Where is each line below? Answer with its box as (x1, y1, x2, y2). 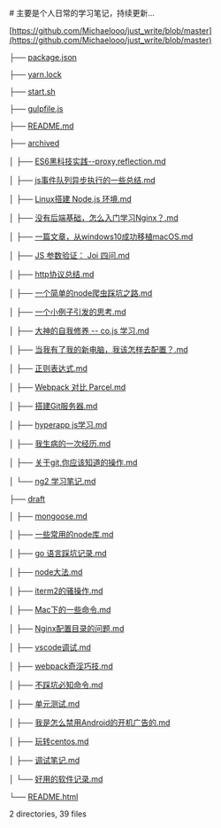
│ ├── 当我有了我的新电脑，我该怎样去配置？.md (9, 344, 188, 354)
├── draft (9, 494, 46, 504)
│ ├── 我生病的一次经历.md (9, 438, 111, 449)
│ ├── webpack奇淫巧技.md (9, 661, 113, 671)
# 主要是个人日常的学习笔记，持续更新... (9, 8, 155, 18)
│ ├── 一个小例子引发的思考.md (9, 306, 126, 317)
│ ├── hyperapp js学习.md (9, 420, 108, 429)
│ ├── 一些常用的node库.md (9, 530, 114, 539)
